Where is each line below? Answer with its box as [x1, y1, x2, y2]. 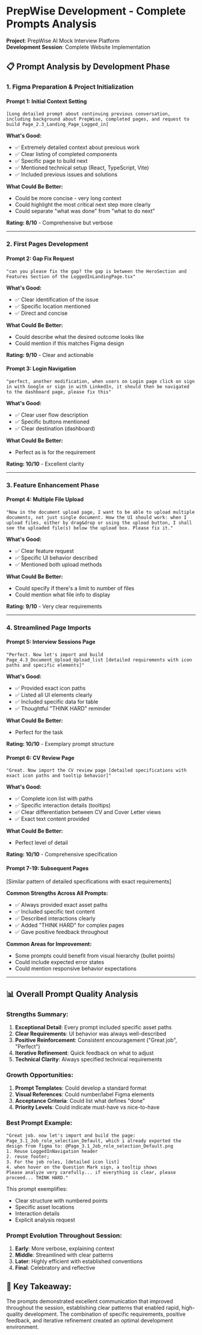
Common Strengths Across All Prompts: [6, 889, 108, 897]
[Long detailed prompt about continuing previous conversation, [6, 111, 171, 117]
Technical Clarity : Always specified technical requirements [14, 1056, 162, 1063]
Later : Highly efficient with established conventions [14, 1258, 143, 1265]
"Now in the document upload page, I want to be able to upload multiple [6, 509, 195, 515]
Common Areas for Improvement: [6, 941, 92, 948]
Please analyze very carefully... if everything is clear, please [6, 1169, 176, 1175]
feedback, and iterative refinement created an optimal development [6, 1316, 173, 1324]
